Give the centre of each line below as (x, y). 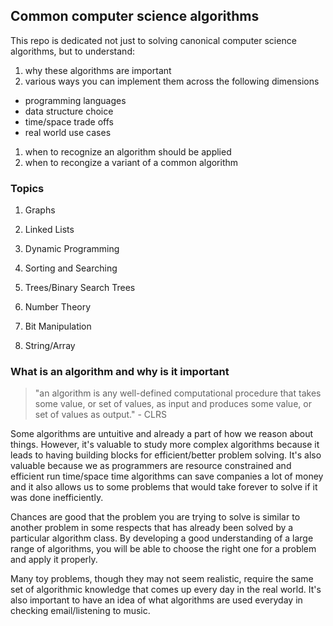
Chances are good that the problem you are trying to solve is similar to (155, 517)
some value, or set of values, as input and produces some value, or (173, 404)
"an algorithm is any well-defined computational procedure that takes (178, 393)
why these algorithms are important (98, 70)
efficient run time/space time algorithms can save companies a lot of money (167, 476)
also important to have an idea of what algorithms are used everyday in (156, 600)
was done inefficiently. (57, 498)
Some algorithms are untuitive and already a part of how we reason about (162, 434)
